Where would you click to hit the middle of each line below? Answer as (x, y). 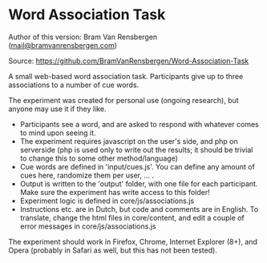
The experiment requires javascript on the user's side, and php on (129, 141)
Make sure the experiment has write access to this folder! (115, 192)
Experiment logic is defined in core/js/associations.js (107, 201)
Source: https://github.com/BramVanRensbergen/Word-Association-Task (129, 61)
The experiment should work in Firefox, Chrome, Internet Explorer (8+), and (133, 241)
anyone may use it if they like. (57, 109)
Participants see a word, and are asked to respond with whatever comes (139, 124)
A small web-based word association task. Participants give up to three (126, 76)
